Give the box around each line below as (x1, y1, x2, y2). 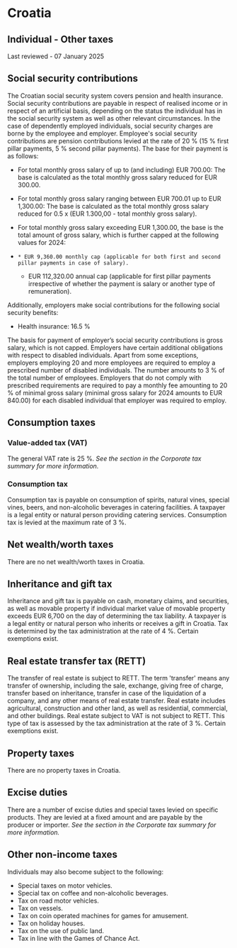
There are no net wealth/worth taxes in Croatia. (7, 557, 145, 566)
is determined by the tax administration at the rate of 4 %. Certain (7, 627, 199, 636)
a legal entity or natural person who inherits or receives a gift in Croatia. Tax (7, 619, 229, 628)
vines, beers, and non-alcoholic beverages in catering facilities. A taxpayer (7, 502, 226, 512)
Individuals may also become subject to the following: (7, 867, 164, 876)
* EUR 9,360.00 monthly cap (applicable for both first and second (17, 253, 221, 260)
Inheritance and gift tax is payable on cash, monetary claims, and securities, (7, 597, 230, 605)
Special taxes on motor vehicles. (17, 881, 113, 890)
